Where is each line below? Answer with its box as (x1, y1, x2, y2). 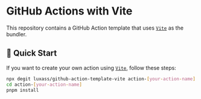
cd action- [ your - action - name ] (6, 81, 83, 88)
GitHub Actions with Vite (6, 4, 133, 18)
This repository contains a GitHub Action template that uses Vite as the (6, 24, 184, 31)
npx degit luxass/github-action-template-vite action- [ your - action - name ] (6, 75, 196, 82)
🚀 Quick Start (6, 48, 57, 59)
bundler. (6, 30, 27, 37)
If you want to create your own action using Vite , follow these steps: (6, 64, 176, 71)
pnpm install (6, 87, 39, 93)
